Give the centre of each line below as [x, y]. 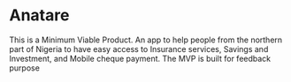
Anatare [39, 15]
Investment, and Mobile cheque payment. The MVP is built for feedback [140, 58]
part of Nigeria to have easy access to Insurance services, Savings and [139, 48]
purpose [24, 68]
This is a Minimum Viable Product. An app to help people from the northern [146, 40]
